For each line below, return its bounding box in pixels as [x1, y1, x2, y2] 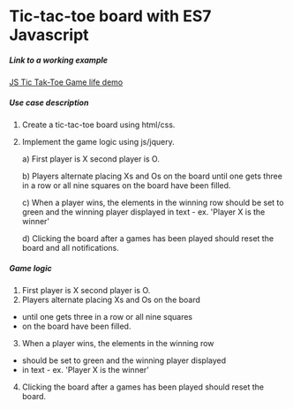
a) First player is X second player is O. [21, 154, 161, 164]
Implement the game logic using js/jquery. [21, 137, 175, 148]
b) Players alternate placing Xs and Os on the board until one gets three [21, 170, 282, 182]
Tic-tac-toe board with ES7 [9, 6, 212, 27]
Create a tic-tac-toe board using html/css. [21, 119, 176, 130]
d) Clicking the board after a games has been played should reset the [21, 233, 274, 244]
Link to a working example [9, 55, 109, 65]
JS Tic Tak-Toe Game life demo [9, 77, 124, 87]
